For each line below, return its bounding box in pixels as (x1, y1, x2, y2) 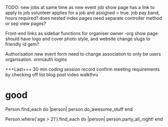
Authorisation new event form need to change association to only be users (5, 51, 161, 57)
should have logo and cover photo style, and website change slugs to (5, 36, 151, 42)
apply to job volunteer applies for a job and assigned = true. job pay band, (5, 10, 160, 16)
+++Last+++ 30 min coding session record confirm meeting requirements (5, 66, 160, 72)
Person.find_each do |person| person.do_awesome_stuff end (5, 106, 133, 112)
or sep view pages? (5, 20, 47, 26)
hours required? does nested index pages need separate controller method (5, 15, 162, 21)
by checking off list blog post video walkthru (5, 72, 98, 78)
